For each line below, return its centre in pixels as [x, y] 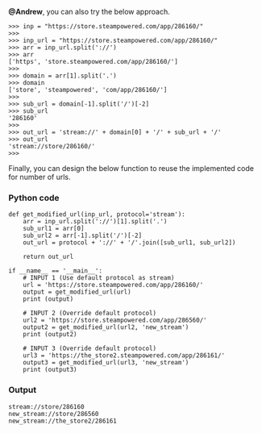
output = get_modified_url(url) [77, 292]
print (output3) [50, 370]
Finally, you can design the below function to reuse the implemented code [131, 168]
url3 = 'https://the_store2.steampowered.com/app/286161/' [124, 356]
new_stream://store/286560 [54, 414]
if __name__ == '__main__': [56, 271]
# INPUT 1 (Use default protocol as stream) [99, 278]
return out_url [48, 257]
